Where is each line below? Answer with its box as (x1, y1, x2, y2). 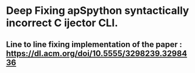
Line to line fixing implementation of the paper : (6, 39, 183, 49)
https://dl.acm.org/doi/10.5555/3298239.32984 (6, 48, 187, 59)
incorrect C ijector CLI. (6, 16, 118, 30)
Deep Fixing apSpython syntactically (6, 4, 189, 17)
